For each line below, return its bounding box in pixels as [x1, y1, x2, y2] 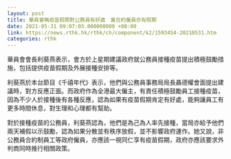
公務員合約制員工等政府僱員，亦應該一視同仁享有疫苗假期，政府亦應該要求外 [7, 136, 224, 144]
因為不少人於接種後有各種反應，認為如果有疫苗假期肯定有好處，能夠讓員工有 [7, 95, 224, 103]
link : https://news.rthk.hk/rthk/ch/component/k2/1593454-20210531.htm [7, 29, 217, 36]
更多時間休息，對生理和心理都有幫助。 [7, 104, 115, 112]
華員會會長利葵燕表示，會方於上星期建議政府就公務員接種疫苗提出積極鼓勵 [7, 56, 218, 64]
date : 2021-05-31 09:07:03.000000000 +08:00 [7, 23, 137, 29]
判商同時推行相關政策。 [7, 145, 74, 153]
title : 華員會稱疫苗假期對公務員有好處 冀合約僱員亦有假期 [7, 16, 157, 23]
